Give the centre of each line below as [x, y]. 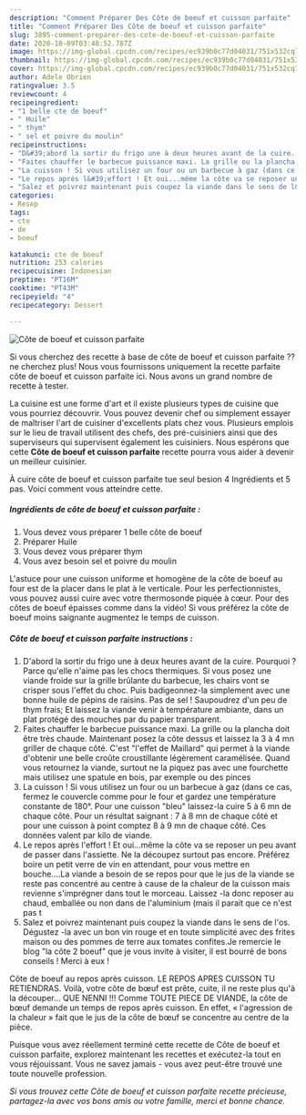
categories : [32, 196]
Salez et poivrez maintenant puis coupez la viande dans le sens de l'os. [156, 922]
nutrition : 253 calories [56, 263]
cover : [22, 69]
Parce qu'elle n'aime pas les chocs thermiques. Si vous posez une [147, 671]
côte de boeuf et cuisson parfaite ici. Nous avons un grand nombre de [141, 376]
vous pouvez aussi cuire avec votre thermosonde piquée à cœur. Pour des [149, 598]
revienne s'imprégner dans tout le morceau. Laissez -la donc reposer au [158, 894]
